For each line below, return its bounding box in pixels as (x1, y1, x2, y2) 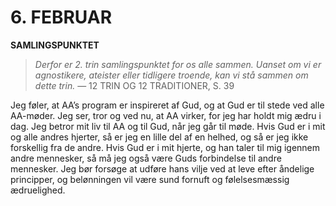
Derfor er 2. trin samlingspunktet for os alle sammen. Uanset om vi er (34, 58, 322, 70)
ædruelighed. (10, 184, 66, 196)
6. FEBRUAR (10, 6, 113, 29)
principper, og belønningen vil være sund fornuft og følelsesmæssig (10, 173, 290, 185)
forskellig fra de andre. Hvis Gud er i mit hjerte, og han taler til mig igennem (10, 141, 321, 153)
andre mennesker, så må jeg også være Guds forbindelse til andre (10, 152, 282, 164)
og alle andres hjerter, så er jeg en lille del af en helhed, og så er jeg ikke (10, 131, 309, 143)
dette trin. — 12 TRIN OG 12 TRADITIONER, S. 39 (34, 79, 235, 91)
